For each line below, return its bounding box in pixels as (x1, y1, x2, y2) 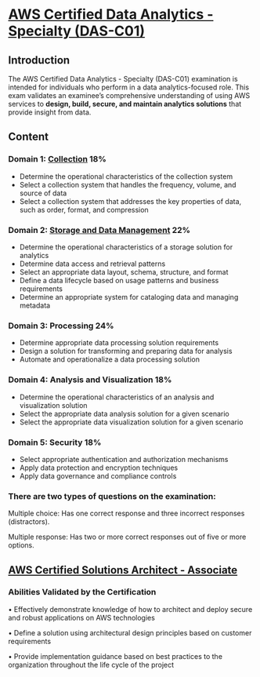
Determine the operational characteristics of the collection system (19, 171, 233, 181)
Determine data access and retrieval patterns (19, 259, 166, 268)
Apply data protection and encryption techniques (19, 463, 179, 472)
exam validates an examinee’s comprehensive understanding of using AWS (8, 91, 251, 100)
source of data (19, 188, 67, 198)
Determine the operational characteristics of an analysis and (19, 392, 215, 402)
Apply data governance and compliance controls (19, 471, 177, 480)
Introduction (8, 53, 70, 67)
